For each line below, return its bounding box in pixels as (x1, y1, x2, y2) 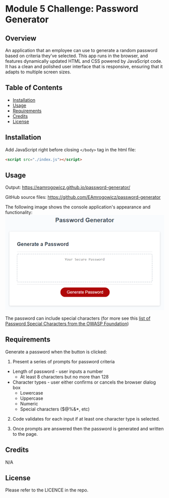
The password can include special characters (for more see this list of (5, 315, 151, 321)
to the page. (12, 431, 38, 437)
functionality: (5, 210, 33, 216)
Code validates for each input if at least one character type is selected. (12, 416, 160, 422)
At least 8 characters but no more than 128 (20, 373, 109, 380)
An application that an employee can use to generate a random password (5, 48, 158, 53)
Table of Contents (5, 84, 63, 92)
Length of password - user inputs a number (12, 368, 103, 375)
